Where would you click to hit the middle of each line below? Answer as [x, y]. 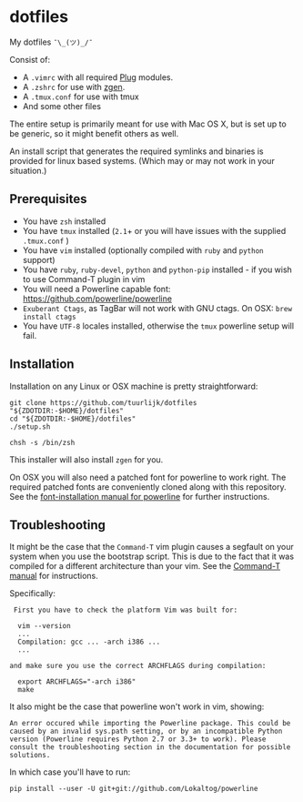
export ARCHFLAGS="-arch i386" [77, 682]
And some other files [62, 106]
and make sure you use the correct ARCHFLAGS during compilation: [138, 666]
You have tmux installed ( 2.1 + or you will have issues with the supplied [154, 230]
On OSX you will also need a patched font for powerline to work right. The [148, 477]
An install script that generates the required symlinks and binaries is [136, 151]
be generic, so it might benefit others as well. [94, 133]
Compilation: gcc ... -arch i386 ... [89, 642]
